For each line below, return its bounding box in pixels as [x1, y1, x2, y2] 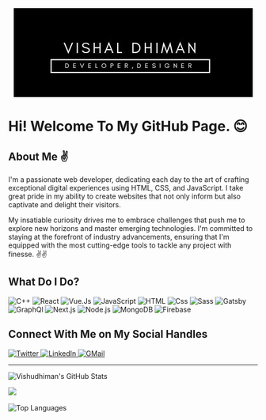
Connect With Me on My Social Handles [8, 327, 208, 341]
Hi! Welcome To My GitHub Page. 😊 [8, 118, 248, 135]
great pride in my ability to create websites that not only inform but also [8, 191, 241, 201]
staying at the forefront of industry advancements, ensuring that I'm [8, 233, 230, 241]
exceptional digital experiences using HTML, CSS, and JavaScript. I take [8, 184, 244, 192]
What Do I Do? [8, 275, 80, 289]
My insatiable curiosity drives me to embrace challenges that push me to [8, 215, 245, 225]
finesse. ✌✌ [8, 249, 47, 259]
